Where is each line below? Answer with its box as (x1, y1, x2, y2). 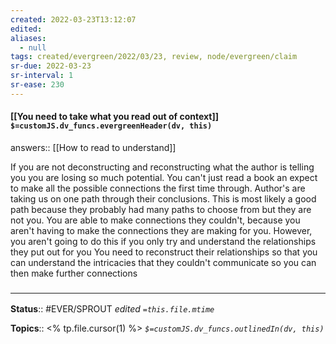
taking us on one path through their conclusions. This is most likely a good (10, 192, 317, 205)
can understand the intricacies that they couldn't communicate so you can (10, 256, 317, 268)
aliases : (10, 33, 47, 43)
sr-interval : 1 (10, 71, 74, 81)
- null (19, 42, 47, 53)
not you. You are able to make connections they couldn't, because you (10, 214, 301, 226)
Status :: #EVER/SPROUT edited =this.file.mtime (10, 303, 215, 315)
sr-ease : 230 (10, 80, 65, 90)
